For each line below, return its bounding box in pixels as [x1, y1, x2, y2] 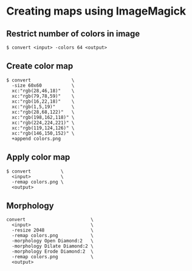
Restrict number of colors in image [6, 29, 140, 39]
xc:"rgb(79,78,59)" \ [12, 93, 75, 99]
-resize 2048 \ [12, 227, 94, 233]
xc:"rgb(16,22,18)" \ [12, 98, 75, 105]
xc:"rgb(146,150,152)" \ [12, 130, 75, 136]
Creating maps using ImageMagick [6, 4, 187, 18]
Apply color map [6, 152, 70, 162]
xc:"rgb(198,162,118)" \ [12, 114, 75, 120]
